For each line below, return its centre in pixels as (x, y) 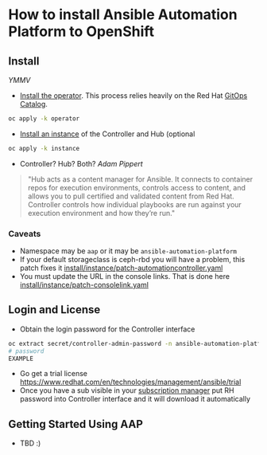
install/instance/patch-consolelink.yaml (84, 285)
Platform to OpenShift (81, 31)
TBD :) (30, 443)
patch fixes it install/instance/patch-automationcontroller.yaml (121, 268)
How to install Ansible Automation (123, 15)
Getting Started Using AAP (75, 424)
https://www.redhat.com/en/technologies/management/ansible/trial (130, 382)
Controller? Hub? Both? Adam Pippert (81, 163)
